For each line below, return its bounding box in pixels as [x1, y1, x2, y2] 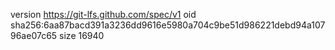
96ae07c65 [10, 30, 58, 41]
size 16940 [59, 30, 105, 41]
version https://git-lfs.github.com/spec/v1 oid [10, 9, 197, 20]
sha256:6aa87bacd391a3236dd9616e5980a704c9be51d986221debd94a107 [10, 19, 326, 31]
